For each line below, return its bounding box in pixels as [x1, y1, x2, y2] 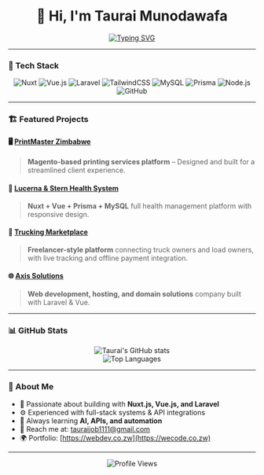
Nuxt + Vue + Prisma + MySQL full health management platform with [27, 201, 252, 211]
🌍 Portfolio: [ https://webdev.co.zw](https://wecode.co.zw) [19, 433, 211, 443]
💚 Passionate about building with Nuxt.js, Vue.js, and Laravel [19, 399, 220, 408]
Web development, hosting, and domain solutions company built [27, 289, 241, 298]
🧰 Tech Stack [8, 60, 60, 71]
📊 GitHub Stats [8, 325, 68, 336]
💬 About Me [8, 381, 54, 392]
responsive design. [27, 209, 90, 219]
